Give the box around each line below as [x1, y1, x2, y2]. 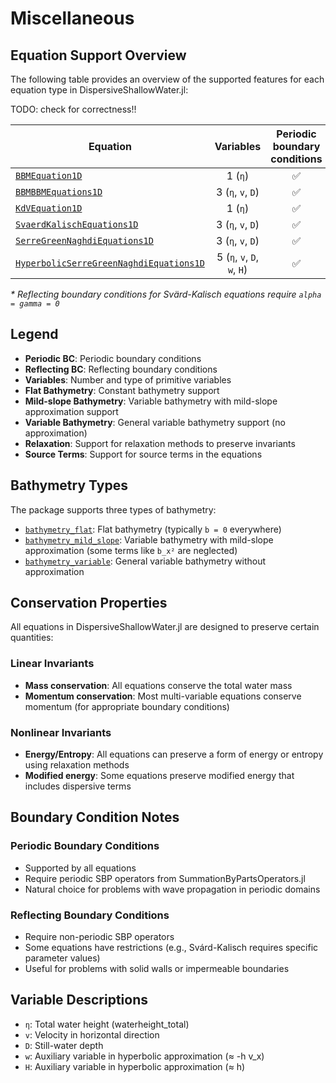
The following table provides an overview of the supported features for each [10, 73, 325, 85]
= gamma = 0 [10, 299, 60, 309]
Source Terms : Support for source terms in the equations [24, 448, 263, 460]
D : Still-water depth [24, 1039, 104, 1051]
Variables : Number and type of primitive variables [24, 373, 232, 386]
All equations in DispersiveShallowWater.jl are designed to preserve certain [10, 621, 320, 633]
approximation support [24, 405, 119, 417]
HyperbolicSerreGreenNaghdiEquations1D [15, 258, 205, 269]
